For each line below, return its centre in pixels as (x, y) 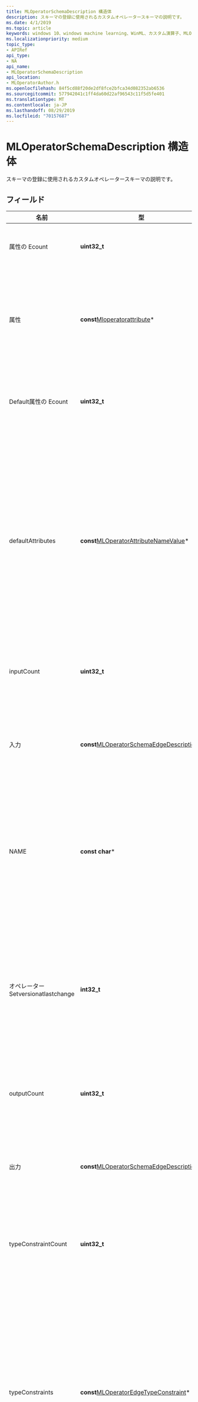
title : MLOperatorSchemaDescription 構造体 (59, 12)
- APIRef (17, 50)
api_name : (18, 66)
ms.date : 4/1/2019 (29, 22)
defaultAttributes (32, 541)
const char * (98, 852)
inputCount (24, 671)
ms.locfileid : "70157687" (38, 116)
